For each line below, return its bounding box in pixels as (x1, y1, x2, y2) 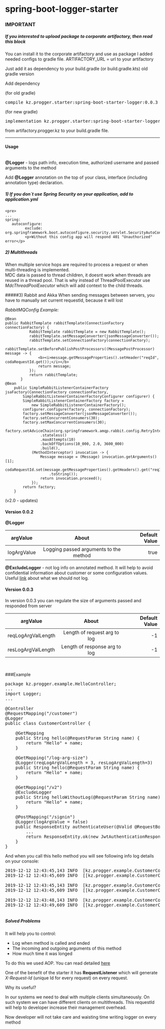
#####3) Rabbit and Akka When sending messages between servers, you (5, 292, 155, 298)
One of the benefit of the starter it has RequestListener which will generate (5, 969, 158, 975)
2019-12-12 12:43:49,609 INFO (5, 902, 78, 908)
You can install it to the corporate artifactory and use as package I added (5, 51, 153, 57)
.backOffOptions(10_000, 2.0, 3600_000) (40, 442, 124, 446)
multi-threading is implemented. (5, 267, 70, 273)
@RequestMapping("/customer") (5, 711, 78, 716)
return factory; (23, 484, 56, 490)
